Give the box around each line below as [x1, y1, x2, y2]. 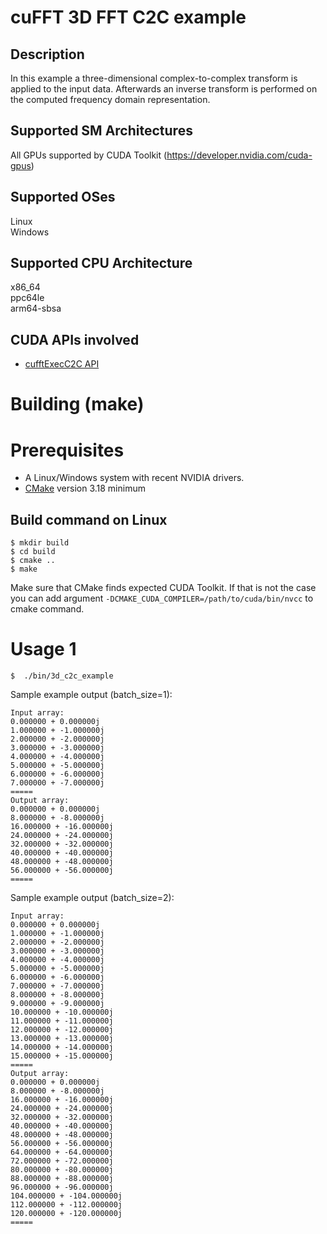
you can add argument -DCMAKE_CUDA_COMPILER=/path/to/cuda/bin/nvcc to [10, 592, 314, 605]
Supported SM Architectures [10, 122, 193, 140]
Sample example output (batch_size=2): [10, 892, 175, 904]
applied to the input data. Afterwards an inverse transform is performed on [10, 83, 318, 95]
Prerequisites [10, 439, 125, 461]
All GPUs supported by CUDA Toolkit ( [10, 149, 168, 161]
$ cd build [10, 547, 56, 557]
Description [10, 46, 85, 63]
